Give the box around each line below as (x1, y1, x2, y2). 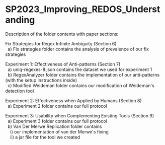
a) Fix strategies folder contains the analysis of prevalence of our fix (7, 46, 149, 52)
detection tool (5, 88, 34, 94)
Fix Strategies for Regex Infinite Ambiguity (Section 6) (5, 40, 117, 46)
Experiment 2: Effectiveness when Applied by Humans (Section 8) (5, 97, 142, 104)
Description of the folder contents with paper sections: (5, 31, 119, 37)
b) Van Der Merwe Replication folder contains (7, 123, 102, 129)
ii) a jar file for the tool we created (10, 134, 80, 140)
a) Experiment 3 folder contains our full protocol (7, 118, 107, 124)
